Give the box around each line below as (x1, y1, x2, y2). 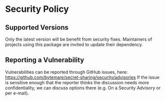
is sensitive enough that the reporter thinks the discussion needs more (5, 79, 149, 85)
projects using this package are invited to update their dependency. (5, 42, 143, 48)
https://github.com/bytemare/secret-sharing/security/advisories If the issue (5, 74, 160, 80)
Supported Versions (5, 23, 68, 32)
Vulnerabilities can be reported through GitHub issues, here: (5, 69, 128, 75)
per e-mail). (5, 90, 29, 96)
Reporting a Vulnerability (5, 56, 84, 64)
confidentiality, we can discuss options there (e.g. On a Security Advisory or (5, 85, 161, 91)
